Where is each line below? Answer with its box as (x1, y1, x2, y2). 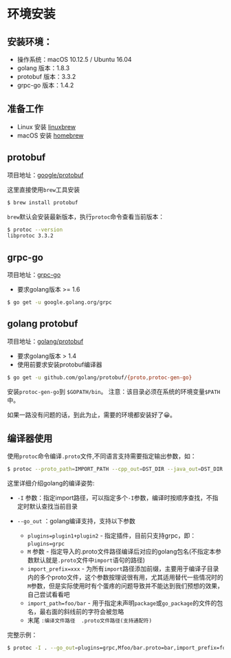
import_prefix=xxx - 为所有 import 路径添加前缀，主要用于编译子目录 (27, 564, 219, 573)
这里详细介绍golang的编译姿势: (7, 479, 95, 487)
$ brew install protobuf (7, 199, 78, 206)
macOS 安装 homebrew (16, 131, 84, 140)
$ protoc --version (7, 226, 63, 233)
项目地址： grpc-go (7, 271, 61, 279)
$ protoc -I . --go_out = (7, 644, 78, 652)
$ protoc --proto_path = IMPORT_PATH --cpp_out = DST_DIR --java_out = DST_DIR (7, 465, 223, 473)
